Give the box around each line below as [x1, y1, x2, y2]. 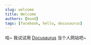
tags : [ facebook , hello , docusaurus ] [5, 21, 83, 26]
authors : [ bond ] [5, 16, 38, 21]
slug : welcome [5, 7, 34, 12]
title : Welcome [5, 12, 36, 17]
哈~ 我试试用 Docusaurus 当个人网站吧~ [5, 35, 87, 41]
